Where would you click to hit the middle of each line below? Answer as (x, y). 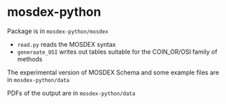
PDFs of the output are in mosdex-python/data (71, 93)
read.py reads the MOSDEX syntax (66, 44)
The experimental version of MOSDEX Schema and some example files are (113, 72)
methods (30, 59)
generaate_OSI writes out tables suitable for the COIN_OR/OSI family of (117, 52)
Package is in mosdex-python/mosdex (58, 31)
